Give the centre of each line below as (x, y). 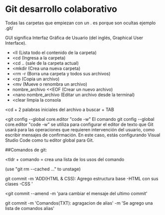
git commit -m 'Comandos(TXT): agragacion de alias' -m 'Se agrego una (79, 203)
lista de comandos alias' (30, 208)
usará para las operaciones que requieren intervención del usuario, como (80, 129)
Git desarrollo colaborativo (61, 9)
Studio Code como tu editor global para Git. (50, 140)
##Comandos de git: (26, 150)
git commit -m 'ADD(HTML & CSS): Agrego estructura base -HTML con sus (82, 178)
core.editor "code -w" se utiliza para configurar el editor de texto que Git (79, 124)
